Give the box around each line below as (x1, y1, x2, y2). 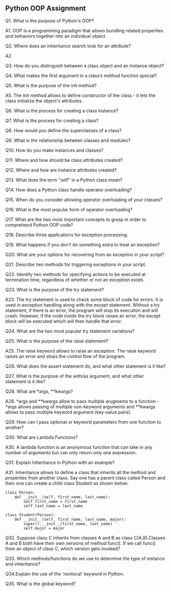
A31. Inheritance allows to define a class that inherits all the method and (5, 469, 156, 475)
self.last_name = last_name (23, 503, 83, 508)
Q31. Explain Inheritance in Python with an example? (5, 459, 115, 465)
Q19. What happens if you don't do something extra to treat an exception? (5, 241, 160, 248)
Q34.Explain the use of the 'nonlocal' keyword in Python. (5, 571, 125, 577)
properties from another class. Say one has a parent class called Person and (5, 475, 165, 481)
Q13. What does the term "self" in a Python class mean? (5, 177, 123, 183)
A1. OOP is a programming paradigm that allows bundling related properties (5, 28, 163, 34)
